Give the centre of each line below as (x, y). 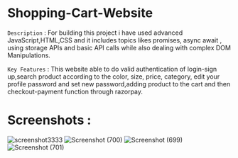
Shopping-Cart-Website (80, 13)
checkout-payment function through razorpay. (75, 91)
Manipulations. (29, 55)
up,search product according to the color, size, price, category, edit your (114, 77)
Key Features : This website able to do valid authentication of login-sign (112, 69)
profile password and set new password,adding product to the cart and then (119, 84)
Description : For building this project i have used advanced (95, 33)
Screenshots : (49, 120)
